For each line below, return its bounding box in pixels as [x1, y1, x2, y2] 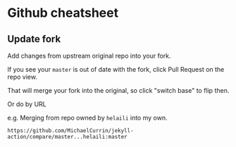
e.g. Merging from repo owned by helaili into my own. [7, 114, 168, 122]
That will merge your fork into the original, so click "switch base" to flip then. [7, 87, 230, 94]
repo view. [7, 72, 37, 81]
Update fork [7, 33, 61, 45]
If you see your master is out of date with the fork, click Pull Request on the [7, 65, 225, 73]
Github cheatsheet [7, 5, 118, 21]
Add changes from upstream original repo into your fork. [7, 51, 171, 60]
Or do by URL [7, 100, 47, 108]
